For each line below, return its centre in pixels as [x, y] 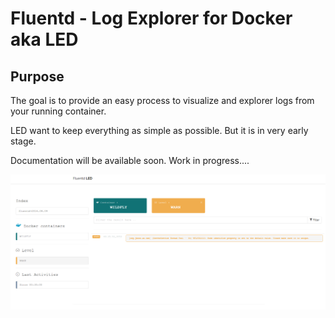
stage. [23, 141]
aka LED [44, 39]
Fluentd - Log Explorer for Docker [151, 18]
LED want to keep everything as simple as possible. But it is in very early [159, 130]
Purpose [37, 76]
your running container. [58, 111]
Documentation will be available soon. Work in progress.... [130, 160]
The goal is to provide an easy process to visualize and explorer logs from [162, 100]
